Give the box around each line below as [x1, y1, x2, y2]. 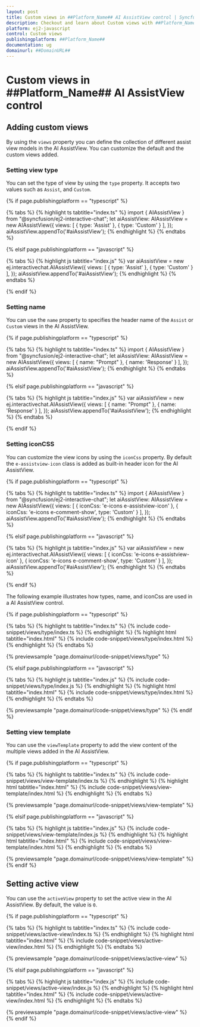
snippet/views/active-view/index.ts [6, 930, 92, 937]
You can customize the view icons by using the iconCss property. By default [6, 453, 192, 460]
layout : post [6, 8, 39, 15]
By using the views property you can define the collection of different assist [6, 138, 192, 145]
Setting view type [6, 165, 58, 174]
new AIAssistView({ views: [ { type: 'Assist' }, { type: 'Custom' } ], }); [6, 222, 174, 229]
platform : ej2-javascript [6, 25, 70, 32]
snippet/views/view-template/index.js [6, 831, 98, 838]
